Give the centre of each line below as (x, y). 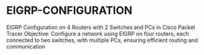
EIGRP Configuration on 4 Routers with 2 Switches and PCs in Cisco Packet (101, 27)
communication (26, 47)
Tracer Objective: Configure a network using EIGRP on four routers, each (98, 33)
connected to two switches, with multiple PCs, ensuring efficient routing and (102, 40)
